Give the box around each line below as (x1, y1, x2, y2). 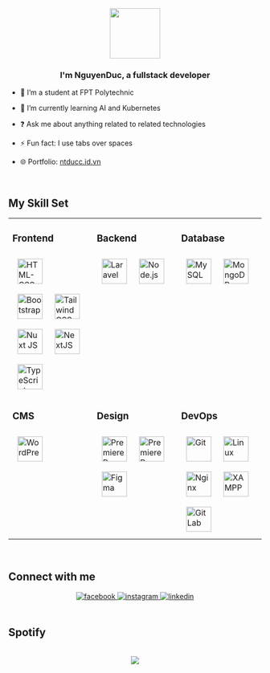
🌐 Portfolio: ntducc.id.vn (19, 157, 101, 167)
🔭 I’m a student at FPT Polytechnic (19, 88, 134, 97)
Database (181, 232, 225, 245)
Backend (96, 232, 137, 245)
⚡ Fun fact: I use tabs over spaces (19, 138, 133, 148)
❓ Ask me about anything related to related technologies (19, 120, 207, 129)
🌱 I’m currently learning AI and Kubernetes (19, 104, 161, 113)
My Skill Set (8, 196, 69, 210)
